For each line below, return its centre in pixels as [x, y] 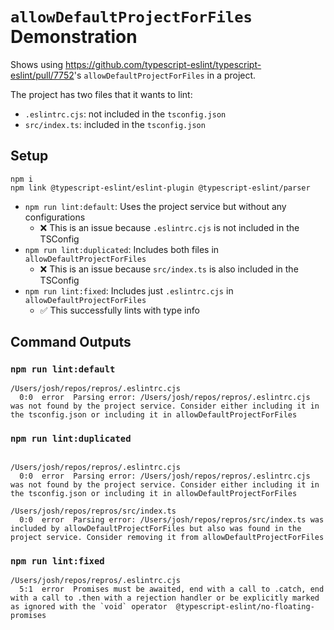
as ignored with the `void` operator [89, 607]
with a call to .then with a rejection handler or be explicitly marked [165, 598]
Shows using [37, 64]
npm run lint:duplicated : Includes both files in [122, 249]
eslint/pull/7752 [42, 75]
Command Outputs [71, 342]
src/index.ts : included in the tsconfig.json [115, 124]
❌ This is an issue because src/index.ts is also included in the [169, 269]
